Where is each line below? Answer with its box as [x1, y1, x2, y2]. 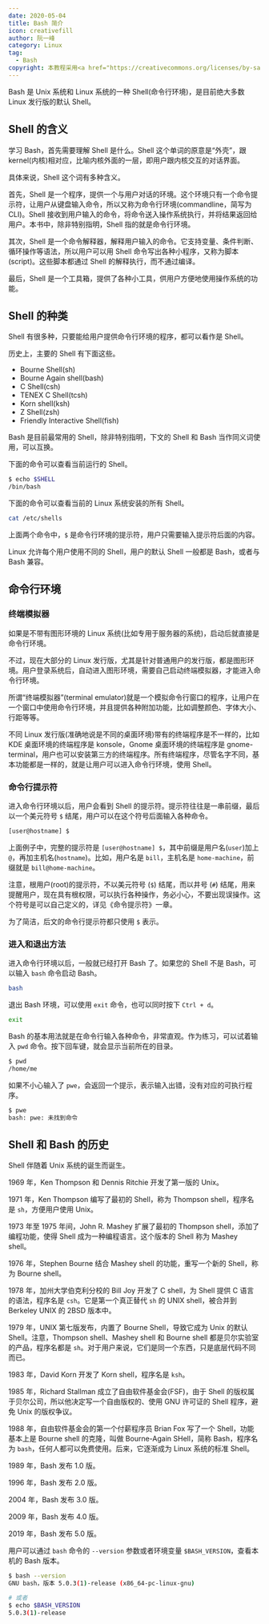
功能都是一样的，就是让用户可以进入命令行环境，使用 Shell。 [14, 759, 216, 769]
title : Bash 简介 [8, 19, 64, 27]
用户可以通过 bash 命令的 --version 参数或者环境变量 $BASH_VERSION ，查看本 [8, 1546, 259, 1556]
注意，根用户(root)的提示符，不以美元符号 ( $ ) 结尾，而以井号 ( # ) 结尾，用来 [8, 879, 256, 889]
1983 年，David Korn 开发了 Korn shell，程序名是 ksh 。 [8, 1370, 190, 1380]
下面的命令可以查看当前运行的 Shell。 [8, 460, 132, 469]
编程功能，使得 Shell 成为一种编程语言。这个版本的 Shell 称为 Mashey [8, 1232, 239, 1241]
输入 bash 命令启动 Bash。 [14, 968, 102, 978]
